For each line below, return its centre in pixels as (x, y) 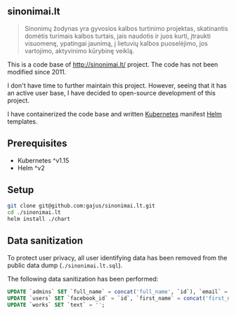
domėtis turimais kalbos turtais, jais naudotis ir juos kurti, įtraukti (117, 36)
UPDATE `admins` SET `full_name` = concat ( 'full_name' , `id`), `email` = (118, 291)
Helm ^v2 (31, 168)
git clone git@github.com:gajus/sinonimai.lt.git (81, 206)
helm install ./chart (39, 219)
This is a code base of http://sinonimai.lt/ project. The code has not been (113, 64)
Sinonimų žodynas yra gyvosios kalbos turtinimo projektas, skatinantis (126, 28)
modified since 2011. (37, 72)
